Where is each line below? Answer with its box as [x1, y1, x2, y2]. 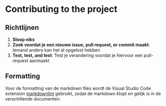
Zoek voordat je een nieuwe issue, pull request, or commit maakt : [12, 42, 150, 48]
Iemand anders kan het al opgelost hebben [12, 47, 100, 53]
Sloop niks [12, 36, 35, 42]
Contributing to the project [5, 3, 118, 15]
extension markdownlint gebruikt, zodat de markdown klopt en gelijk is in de [5, 91, 161, 97]
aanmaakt [29, 58, 50, 63]
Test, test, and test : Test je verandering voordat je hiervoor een [12, 52, 143, 58]
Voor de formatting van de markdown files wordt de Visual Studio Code [5, 85, 152, 91]
